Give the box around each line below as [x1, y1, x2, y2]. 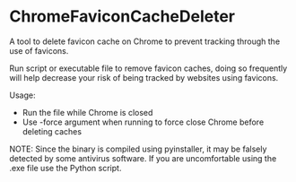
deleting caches [22, 126, 83, 136]
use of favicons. [9, 45, 69, 56]
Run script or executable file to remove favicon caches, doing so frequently [9, 63, 288, 74]
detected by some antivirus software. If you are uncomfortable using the [9, 152, 277, 163]
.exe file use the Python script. [9, 162, 122, 173]
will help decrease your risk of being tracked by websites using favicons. [9, 72, 279, 82]
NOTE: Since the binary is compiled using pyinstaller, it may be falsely [9, 143, 267, 154]
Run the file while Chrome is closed [22, 107, 153, 117]
